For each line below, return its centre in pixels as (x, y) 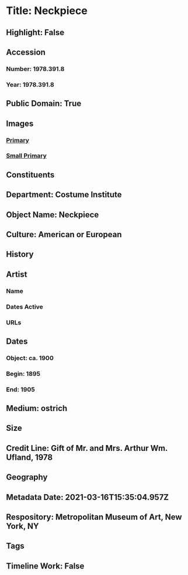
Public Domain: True (44, 104)
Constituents (30, 175)
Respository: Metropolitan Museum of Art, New (94, 517)
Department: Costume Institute (64, 195)
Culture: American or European (64, 235)
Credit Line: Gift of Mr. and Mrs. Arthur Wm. (87, 448)
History (20, 254)
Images (20, 123)
